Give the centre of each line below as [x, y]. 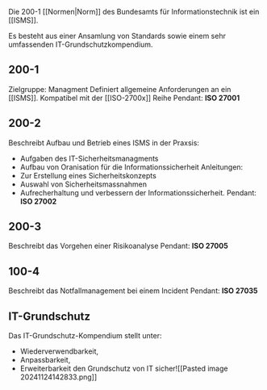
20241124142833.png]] [58, 377]
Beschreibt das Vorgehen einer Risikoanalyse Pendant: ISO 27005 [118, 246]
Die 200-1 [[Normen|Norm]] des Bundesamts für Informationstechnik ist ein [134, 12]
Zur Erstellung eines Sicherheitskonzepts [88, 175]
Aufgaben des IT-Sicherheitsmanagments [89, 158]
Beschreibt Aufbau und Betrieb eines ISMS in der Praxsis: [104, 143]
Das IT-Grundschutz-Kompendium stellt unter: [85, 336]
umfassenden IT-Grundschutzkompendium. [81, 44]
